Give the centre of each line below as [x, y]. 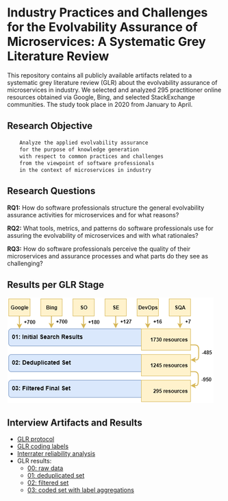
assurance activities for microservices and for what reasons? [93, 215]
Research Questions [51, 191]
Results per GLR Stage [56, 285]
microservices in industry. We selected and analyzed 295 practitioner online [114, 90]
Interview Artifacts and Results [75, 423]
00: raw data [45, 468]
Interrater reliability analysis [56, 454]
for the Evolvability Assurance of [102, 27]
